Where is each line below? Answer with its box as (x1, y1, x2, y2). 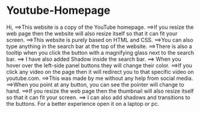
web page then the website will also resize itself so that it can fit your (6, 29, 178, 37)
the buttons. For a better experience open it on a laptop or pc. (6, 100, 160, 107)
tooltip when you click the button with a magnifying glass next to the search (6, 49, 195, 56)
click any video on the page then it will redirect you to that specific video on (6, 68, 195, 75)
